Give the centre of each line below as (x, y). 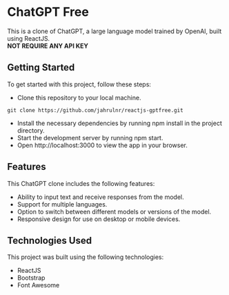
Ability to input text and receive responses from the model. (100, 197)
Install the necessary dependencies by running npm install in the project (119, 123)
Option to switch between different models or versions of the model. (114, 211)
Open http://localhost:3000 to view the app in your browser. (102, 145)
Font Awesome (38, 285)
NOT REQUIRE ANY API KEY (48, 46)
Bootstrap (31, 278)
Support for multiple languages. (62, 204)
